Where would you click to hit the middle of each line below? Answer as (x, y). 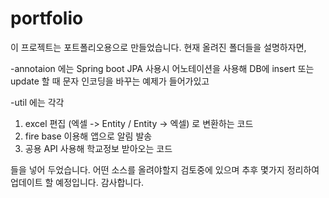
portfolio (47, 18)
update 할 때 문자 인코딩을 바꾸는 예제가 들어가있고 (110, 81)
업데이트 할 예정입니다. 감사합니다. (77, 182)
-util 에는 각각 (37, 102)
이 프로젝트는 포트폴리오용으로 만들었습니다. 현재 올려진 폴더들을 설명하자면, (158, 47)
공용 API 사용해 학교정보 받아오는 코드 (98, 148)
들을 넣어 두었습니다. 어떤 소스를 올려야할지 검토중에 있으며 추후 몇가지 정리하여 (165, 169)
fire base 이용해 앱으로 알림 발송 (88, 136)
